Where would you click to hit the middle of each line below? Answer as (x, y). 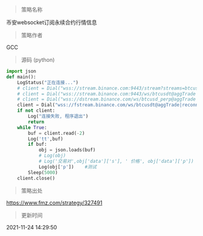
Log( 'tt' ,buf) (46, 139)
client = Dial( (36, 105)
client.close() (36, 178)
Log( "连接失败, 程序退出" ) (58, 116)
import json (21, 71)
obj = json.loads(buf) (67, 150)
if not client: (36, 111)
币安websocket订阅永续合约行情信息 (52, 22)
